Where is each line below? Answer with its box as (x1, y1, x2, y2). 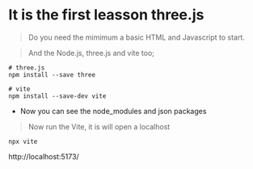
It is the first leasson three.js (8, 6, 205, 24)
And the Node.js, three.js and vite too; (27, 48, 155, 57)
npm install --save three (8, 70, 95, 78)
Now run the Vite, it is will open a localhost (27, 121, 171, 131)
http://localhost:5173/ (8, 151, 79, 161)
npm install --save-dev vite (8, 91, 107, 100)
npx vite (8, 137, 38, 146)
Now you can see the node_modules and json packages (19, 106, 207, 116)
